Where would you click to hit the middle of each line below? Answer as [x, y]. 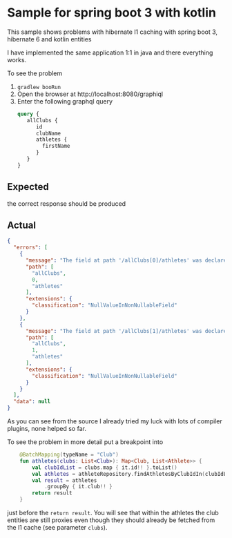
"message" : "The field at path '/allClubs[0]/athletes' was [114, 260]
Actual [22, 225]
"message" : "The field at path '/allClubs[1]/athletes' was [114, 331]
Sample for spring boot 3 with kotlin [112, 13]
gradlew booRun [39, 87]
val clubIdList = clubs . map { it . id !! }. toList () [105, 468]
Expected [28, 187]
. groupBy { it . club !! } [78, 487]
